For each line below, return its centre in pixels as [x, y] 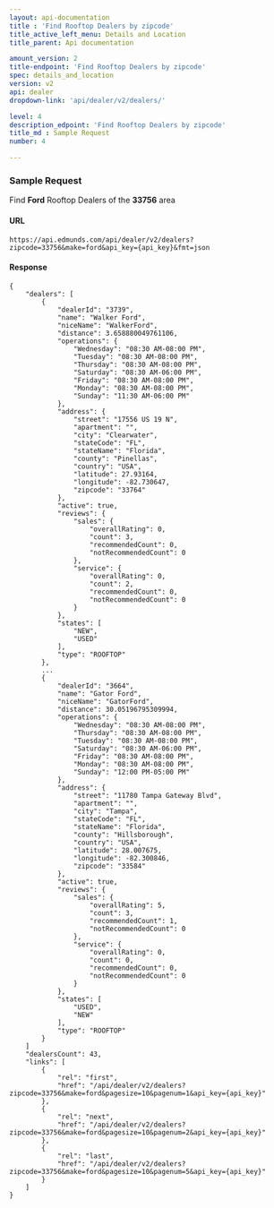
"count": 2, [111, 584]
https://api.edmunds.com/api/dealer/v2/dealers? [102, 240]
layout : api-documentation [60, 17]
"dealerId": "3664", [95, 686]
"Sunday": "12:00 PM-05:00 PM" [132, 772]
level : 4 [26, 116]
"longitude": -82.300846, [121, 858]
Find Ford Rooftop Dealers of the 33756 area [93, 200]
